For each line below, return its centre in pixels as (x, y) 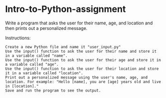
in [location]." (22, 86)
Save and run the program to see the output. (53, 91)
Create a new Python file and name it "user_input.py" (63, 47)
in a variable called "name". (37, 56)
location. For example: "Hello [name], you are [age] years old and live (83, 82)
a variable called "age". (32, 64)
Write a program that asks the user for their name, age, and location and (79, 23)
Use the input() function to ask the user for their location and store (82, 69)
